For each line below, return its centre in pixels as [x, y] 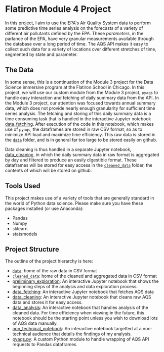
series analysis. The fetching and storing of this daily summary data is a [78, 113]
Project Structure [32, 249]
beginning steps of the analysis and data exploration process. [75, 287]
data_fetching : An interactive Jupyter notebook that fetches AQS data [83, 292]
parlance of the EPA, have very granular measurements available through [80, 39]
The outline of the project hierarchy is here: [49, 261]
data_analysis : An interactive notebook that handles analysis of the [80, 307]
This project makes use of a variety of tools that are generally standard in [80, 198]
